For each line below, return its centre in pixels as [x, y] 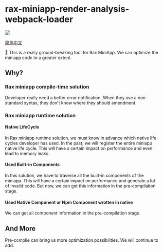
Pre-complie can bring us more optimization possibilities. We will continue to [82, 240]
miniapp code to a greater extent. [38, 58]
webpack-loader [39, 19]
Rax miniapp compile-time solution [47, 87]
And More [20, 228]
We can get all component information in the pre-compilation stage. [73, 213]
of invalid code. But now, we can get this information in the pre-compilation [80, 186]
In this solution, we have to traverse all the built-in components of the [74, 175]
